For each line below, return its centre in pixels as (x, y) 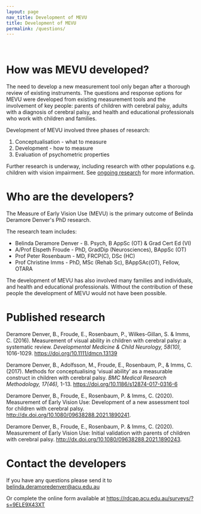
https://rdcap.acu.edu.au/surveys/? (150, 498)
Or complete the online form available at (56, 498)
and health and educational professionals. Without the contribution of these (100, 287)
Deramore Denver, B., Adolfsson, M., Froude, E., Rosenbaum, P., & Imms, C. (99, 365)
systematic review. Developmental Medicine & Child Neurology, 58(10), (94, 347)
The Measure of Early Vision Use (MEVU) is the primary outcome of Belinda (100, 213)
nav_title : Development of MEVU (46, 17)
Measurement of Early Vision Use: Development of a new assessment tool (98, 402)
